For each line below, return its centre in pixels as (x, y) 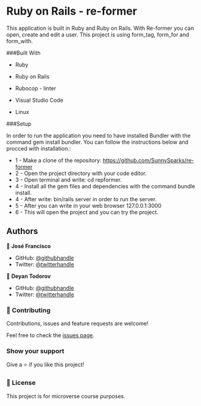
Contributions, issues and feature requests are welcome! (77, 324)
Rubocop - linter (36, 88)
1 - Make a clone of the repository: (58, 160)
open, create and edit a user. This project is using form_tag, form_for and (98, 34)
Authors (22, 231)
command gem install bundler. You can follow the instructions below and (97, 142)
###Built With (23, 52)
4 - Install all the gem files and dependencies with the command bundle (105, 186)
